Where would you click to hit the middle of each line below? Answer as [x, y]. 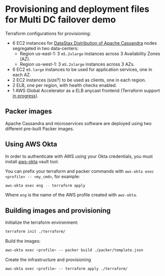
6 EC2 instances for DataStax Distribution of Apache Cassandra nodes [85, 43]
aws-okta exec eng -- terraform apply [45, 185]
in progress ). [25, 96]
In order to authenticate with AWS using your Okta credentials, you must [79, 156]
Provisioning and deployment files [77, 9]
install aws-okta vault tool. [32, 161]
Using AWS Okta [31, 144]
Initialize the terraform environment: [42, 222]
